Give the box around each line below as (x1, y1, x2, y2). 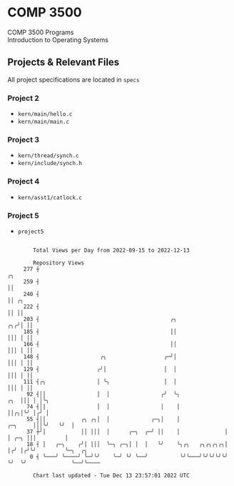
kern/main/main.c (17, 119, 70, 126)
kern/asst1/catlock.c (17, 194, 82, 201)
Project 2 (7, 93, 39, 103)
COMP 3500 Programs (7, 28, 74, 36)
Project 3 (7, 134, 40, 144)
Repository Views (33, 259, 84, 267)
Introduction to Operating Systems (7, 35, 109, 44)
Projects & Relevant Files (7, 56, 120, 69)
